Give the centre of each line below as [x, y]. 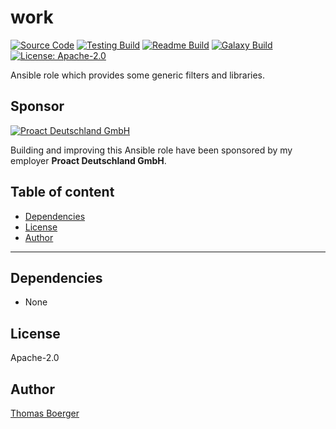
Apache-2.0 [35, 358]
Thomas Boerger [45, 413]
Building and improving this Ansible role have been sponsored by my [151, 150]
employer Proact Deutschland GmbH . [88, 160]
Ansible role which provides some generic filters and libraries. [138, 75]
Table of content [62, 192]
